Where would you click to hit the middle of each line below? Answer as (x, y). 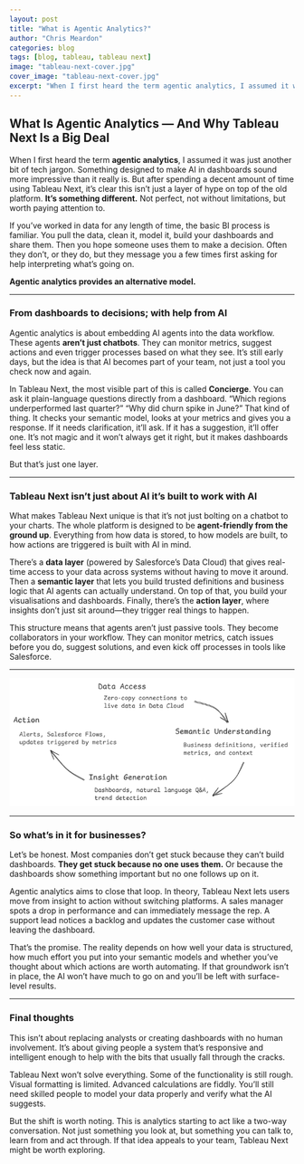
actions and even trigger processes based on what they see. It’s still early (146, 352)
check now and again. (51, 371)
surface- (264, 977)
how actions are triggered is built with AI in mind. (100, 545)
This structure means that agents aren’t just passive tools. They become (144, 628)
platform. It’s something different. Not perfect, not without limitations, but (148, 198)
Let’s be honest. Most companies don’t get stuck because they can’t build (147, 854)
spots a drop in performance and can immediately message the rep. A (140, 911)
